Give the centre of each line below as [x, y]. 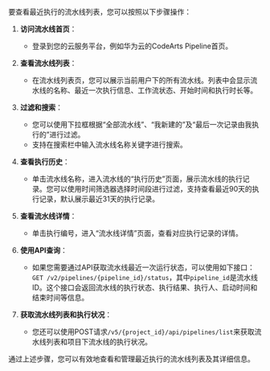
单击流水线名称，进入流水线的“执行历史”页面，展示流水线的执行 [137, 179]
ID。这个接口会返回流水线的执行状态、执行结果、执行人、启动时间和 [145, 287]
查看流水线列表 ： [48, 63]
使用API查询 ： [44, 250]
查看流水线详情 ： [48, 216]
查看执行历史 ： [45, 162]
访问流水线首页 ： [48, 29]
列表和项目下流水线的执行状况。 [99, 342]
